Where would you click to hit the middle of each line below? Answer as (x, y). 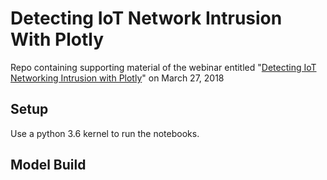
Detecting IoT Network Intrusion (146, 18)
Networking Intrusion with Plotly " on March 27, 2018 (117, 78)
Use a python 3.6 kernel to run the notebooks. (105, 133)
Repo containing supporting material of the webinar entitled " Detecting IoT (163, 67)
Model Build (48, 165)
